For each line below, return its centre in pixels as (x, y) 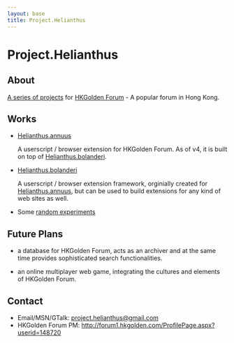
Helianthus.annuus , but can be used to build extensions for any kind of (119, 191)
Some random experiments (56, 212)
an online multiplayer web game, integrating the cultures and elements (118, 272)
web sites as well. (43, 199)
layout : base (26, 14)
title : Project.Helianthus (46, 20)
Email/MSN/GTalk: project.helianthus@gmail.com (88, 317)
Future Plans (35, 234)
